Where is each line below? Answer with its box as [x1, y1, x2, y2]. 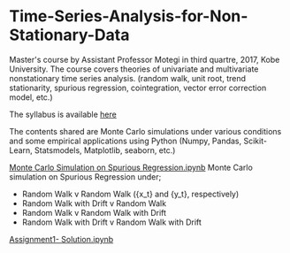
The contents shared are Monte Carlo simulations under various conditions [9, 126, 282, 136]
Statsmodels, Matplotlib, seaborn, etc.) [34, 144, 176, 156]
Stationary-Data [9, 25, 130, 45]
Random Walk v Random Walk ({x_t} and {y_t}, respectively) [21, 188, 240, 199]
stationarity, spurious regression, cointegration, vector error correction [9, 82, 267, 93]
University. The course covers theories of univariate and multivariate [9, 64, 259, 74]
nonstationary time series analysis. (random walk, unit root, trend [9, 73, 246, 83]
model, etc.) [9, 91, 53, 103]
